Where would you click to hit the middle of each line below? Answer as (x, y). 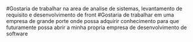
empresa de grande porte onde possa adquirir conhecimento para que (93, 21)
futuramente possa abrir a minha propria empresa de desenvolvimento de (96, 27)
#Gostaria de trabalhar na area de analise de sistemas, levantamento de (94, 9)
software (17, 34)
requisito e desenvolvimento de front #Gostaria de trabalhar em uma (90, 15)
